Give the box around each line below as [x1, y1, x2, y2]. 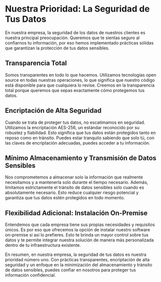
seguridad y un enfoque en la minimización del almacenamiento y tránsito [5, 262, 153, 268]
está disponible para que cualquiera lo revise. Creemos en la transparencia [5, 82, 155, 88]
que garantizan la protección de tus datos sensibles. [5, 45, 110, 51]
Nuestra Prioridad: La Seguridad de [5, 3, 150, 15]
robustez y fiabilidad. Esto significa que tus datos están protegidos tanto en [5, 130, 156, 135]
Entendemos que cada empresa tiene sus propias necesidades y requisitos [5, 222, 155, 228]
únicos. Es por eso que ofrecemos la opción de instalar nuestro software [5, 227, 150, 233]
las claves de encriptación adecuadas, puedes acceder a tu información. [5, 140, 150, 146]
